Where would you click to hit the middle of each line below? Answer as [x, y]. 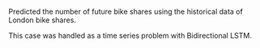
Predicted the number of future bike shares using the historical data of [126, 12]
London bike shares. [43, 20]
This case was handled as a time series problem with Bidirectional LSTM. [130, 36]
